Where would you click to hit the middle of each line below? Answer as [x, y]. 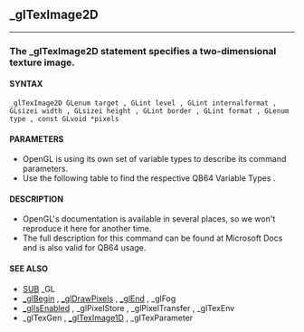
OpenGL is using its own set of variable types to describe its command [154, 159]
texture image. [42, 62]
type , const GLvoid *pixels [64, 119]
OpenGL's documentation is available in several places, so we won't [149, 219]
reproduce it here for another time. [87, 229]
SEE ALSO [28, 268]
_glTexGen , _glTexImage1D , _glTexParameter [108, 318]
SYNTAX [26, 84]
